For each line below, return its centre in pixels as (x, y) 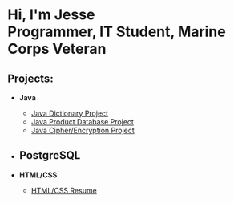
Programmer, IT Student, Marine (117, 32)
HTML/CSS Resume (64, 190)
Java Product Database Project (82, 122)
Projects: (30, 78)
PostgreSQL (50, 155)
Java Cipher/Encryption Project (83, 130)
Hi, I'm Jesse (51, 15)
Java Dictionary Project (70, 113)
